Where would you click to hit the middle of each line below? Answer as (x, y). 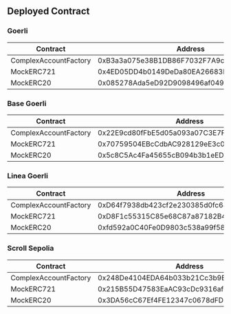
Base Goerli (27, 103)
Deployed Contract (48, 11)
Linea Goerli (27, 176)
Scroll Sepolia (31, 249)
